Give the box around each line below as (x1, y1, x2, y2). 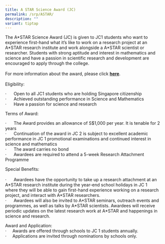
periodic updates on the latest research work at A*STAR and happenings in (5, 208, 158, 214)
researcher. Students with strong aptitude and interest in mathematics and (5, 50, 156, 56)
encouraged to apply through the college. (5, 60, 90, 66)
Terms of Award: (5, 111, 39, 117)
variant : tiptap (5, 21, 38, 26)
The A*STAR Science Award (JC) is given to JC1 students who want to (5, 34, 148, 40)
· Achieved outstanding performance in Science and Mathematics (5, 96, 144, 102)
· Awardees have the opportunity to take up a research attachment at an (5, 177, 157, 183)
